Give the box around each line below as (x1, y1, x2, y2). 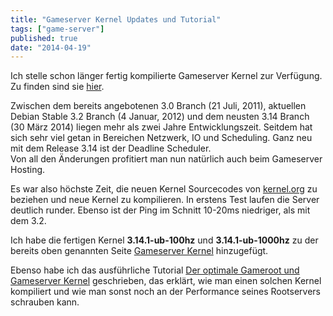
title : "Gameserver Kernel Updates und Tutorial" (10, 14, 222, 25)
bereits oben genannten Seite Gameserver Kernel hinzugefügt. (10, 245, 269, 257)
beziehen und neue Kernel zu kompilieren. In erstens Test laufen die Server (10, 194, 320, 206)
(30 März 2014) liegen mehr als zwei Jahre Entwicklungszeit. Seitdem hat (10, 121, 313, 133)
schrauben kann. (10, 296, 80, 308)
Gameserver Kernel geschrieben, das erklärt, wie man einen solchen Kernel (10, 275, 322, 287)
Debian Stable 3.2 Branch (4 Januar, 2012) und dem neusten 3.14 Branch (10, 111, 310, 123)
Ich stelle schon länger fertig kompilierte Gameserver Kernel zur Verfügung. (10, 70, 323, 82)
